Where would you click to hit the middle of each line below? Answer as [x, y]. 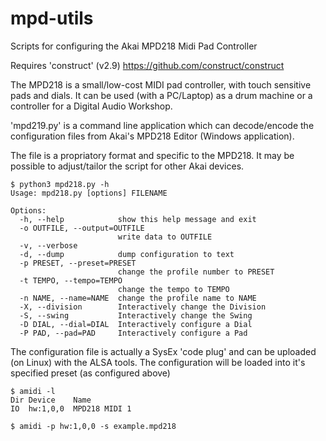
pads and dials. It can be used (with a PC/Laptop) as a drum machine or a [161, 95]
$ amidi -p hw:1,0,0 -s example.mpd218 [93, 426]
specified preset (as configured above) [90, 373]
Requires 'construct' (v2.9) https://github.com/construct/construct [147, 65]
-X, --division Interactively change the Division [143, 307]
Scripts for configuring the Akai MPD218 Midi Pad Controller [134, 46]
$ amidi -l [33, 391]
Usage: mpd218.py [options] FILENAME [89, 193]
